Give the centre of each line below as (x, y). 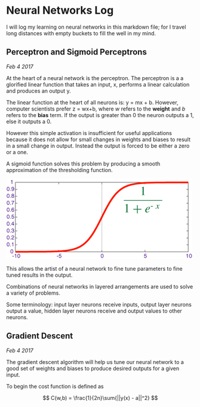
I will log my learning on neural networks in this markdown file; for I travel (96, 27)
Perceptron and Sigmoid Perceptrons (77, 52)
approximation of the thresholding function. (59, 170)
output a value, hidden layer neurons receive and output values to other (94, 311)
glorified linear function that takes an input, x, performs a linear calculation (98, 84)
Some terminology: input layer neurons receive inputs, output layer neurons (99, 304)
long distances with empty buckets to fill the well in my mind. (81, 33)
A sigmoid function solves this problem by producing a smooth (83, 163)
